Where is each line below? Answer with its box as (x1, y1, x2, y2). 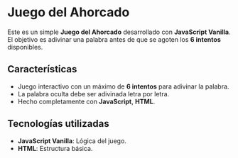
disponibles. (7, 43, 43, 51)
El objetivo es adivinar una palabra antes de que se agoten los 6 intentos (7, 35, 222, 43)
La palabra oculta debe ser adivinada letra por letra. (17, 89, 170, 98)
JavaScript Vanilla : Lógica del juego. (17, 136, 126, 145)
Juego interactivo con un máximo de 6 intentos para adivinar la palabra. (17, 82, 229, 91)
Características (7, 63, 77, 75)
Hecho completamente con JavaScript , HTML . (17, 97, 156, 106)
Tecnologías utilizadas (7, 118, 109, 130)
